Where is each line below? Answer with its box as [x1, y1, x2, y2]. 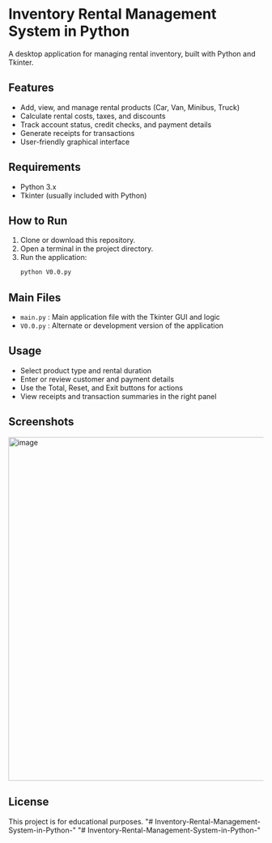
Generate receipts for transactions [19, 128, 135, 138]
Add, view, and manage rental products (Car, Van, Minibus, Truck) [19, 102, 240, 112]
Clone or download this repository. [19, 236, 136, 245]
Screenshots [8, 415, 74, 429]
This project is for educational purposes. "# [8, 816, 154, 826]
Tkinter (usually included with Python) [19, 190, 147, 200]
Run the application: [19, 253, 87, 262]
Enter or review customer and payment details [19, 374, 175, 384]
